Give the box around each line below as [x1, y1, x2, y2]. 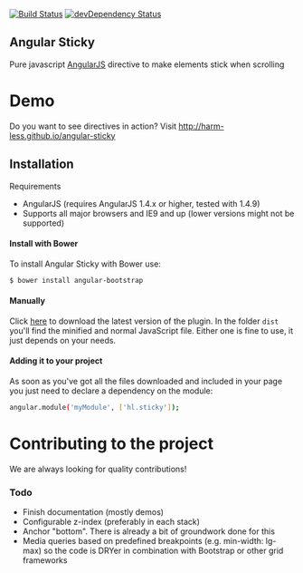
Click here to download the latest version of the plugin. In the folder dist [9, 316, 279, 326]
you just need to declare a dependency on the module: [9, 385, 213, 396]
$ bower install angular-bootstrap [9, 276, 144, 285]
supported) [22, 218, 65, 228]
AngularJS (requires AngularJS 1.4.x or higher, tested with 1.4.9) [22, 198, 260, 209]
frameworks [22, 555, 68, 566]
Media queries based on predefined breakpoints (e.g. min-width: [22, 536, 264, 547]
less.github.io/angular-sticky [9, 130, 116, 141]
